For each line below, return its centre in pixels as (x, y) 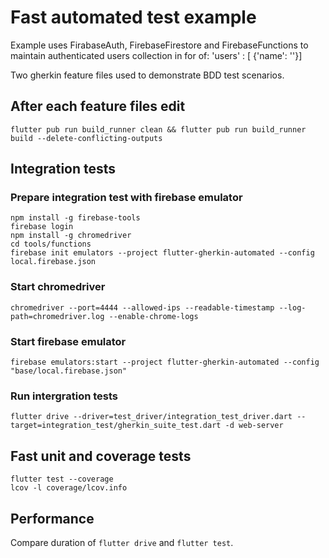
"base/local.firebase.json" (69, 371)
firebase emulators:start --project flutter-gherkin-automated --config (165, 362)
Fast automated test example (133, 17)
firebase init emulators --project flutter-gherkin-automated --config (162, 253)
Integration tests (63, 169)
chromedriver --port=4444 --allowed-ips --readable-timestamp (142, 307)
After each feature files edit (98, 106)
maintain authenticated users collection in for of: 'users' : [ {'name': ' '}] (156, 55)
